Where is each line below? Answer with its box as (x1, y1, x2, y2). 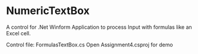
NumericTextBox (6, 4, 90, 18)
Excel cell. (6, 29, 31, 36)
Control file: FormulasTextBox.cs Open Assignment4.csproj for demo (6, 41, 173, 48)
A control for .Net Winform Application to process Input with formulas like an (6, 23, 192, 31)
